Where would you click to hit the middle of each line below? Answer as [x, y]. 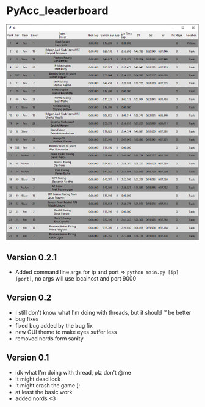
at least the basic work [44, 392]
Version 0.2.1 [31, 257]
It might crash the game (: [48, 385]
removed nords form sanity [49, 338]
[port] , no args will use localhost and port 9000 [76, 279]
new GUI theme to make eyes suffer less [66, 332]
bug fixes [27, 319]
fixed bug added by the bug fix [54, 325]
